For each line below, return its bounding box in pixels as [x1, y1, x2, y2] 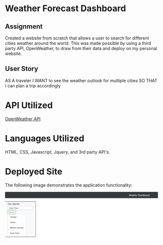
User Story [5, 65, 38, 73]
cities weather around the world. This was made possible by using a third [5, 40, 151, 46]
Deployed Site [5, 166, 63, 177]
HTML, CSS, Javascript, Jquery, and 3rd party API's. [5, 149, 111, 155]
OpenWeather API [5, 116, 41, 122]
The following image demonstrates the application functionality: [5, 182, 132, 188]
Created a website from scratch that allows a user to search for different [5, 35, 149, 41]
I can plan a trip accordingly [5, 83, 61, 88]
